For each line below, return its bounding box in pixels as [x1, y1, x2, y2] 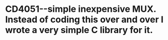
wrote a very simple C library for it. [5, 25, 153, 36]
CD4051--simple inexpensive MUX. [5, 3, 156, 15]
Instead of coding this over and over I [5, 14, 163, 25]
